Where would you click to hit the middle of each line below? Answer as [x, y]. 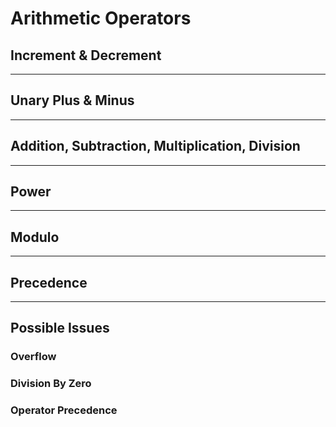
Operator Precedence [64, 410]
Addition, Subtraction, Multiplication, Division [155, 146]
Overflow [33, 357]
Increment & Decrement [86, 55]
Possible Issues [60, 328]
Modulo [35, 237]
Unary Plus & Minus [72, 100]
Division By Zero [51, 384]
